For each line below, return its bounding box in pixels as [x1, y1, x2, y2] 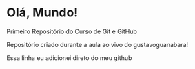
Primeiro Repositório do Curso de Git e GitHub [6, 27, 137, 36]
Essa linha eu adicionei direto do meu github [6, 53, 132, 62]
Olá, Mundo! [6, 5, 79, 20]
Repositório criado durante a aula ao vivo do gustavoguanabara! [6, 40, 189, 49]
